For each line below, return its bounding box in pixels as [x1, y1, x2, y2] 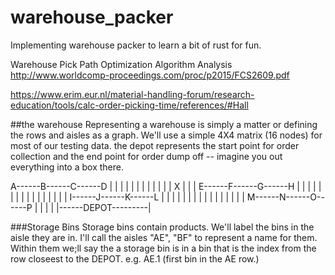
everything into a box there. [10, 161, 124, 173]
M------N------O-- [246, 191, 325, 203]
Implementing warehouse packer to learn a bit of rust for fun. [10, 39, 262, 51]
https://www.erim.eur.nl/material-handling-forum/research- [10, 88, 255, 100]
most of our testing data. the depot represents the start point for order [10, 139, 300, 151]
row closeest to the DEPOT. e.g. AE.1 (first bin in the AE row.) [10, 252, 260, 265]
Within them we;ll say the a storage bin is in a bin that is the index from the [10, 242, 317, 254]
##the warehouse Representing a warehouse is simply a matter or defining [10, 118, 318, 130]
